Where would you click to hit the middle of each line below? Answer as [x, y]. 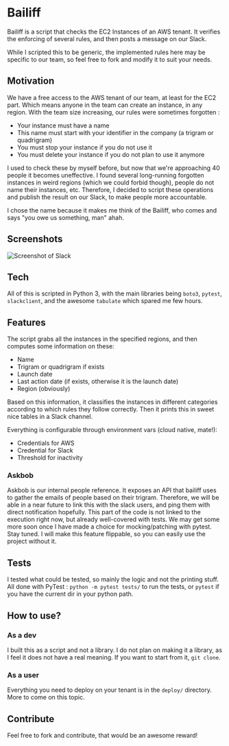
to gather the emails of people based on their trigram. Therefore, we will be [113, 498]
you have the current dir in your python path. [70, 594]
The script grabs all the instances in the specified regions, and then [102, 339]
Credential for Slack [45, 450]
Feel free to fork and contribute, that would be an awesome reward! [103, 736]
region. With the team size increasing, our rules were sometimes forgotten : [113, 112]
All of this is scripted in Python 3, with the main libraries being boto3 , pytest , [115, 293]
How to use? [34, 615]
